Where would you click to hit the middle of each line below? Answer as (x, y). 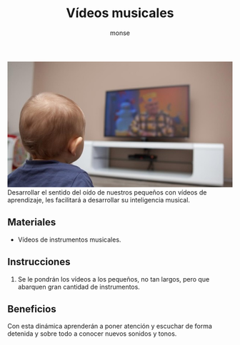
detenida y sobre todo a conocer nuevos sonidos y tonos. (92, 334)
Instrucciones (39, 262)
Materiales (32, 222)
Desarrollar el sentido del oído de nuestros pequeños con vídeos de (107, 192)
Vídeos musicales (120, 13)
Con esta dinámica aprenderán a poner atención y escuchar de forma (110, 326)
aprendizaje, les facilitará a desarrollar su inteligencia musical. (99, 200)
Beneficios (32, 309)
